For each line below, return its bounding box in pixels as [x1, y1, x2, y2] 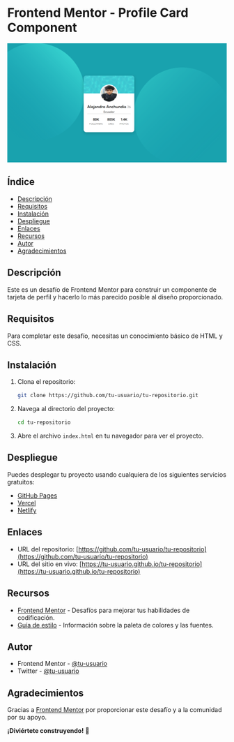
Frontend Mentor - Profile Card [7, 5, 189, 21]
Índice [7, 176, 35, 188]
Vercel [17, 498, 36, 507]
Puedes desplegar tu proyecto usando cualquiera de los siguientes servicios [7, 470, 226, 479]
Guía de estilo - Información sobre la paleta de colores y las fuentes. [17, 621, 214, 629]
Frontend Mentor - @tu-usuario [17, 660, 108, 668]
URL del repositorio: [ [17, 544, 79, 553]
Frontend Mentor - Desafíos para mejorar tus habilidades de [17, 606, 190, 614]
